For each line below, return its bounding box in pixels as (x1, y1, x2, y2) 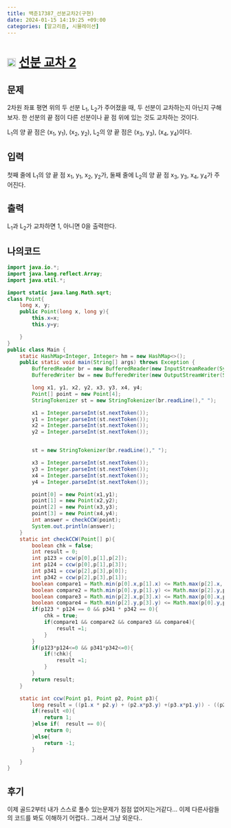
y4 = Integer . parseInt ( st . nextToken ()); (32, 478, 149, 485)
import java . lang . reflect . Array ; (7, 270, 103, 277)
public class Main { (7, 346, 67, 353)
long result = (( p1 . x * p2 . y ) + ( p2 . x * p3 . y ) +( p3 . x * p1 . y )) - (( (32, 702, 220, 708)
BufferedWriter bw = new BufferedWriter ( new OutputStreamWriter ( (32, 372, 223, 379)
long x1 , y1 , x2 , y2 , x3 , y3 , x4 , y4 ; (32, 384, 143, 391)
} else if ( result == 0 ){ (32, 721, 107, 728)
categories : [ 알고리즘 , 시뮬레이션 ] (7, 23, 100, 30)
